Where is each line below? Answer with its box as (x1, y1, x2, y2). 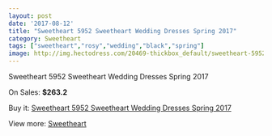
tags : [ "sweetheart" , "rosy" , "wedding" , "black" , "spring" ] (8, 42, 205, 50)
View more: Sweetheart (8, 119, 87, 128)
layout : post (8, 11, 53, 20)
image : (8, 49, 31, 57)
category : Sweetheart (8, 34, 82, 43)
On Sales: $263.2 (8, 87, 67, 97)
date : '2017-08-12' (8, 19, 74, 28)
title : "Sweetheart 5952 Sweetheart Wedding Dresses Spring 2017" (8, 27, 237, 35)
